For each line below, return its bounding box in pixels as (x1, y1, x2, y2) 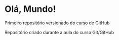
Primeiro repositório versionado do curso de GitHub (4, 20, 110, 26)
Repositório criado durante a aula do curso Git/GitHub (4, 29, 114, 35)
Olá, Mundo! (4, 3, 56, 15)
